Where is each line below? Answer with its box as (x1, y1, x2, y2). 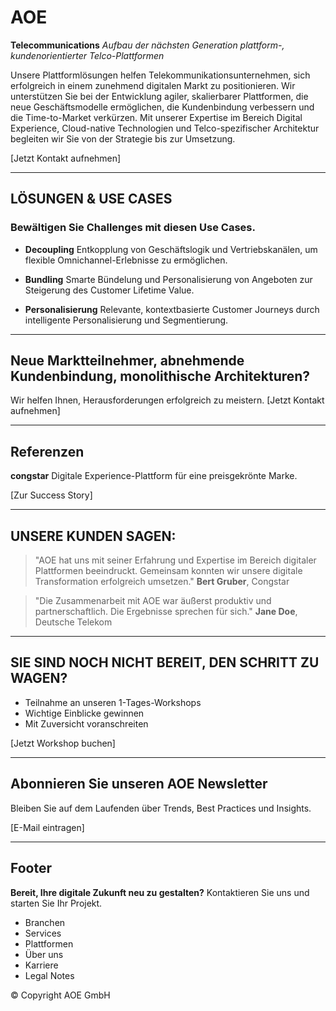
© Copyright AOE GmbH (10, 989, 111, 1001)
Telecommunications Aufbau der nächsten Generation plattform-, (10, 39, 285, 51)
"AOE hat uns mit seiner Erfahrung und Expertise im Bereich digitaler (34, 554, 317, 566)
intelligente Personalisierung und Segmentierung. (24, 314, 229, 326)
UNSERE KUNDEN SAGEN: (10, 527, 177, 545)
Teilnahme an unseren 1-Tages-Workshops (24, 696, 202, 708)
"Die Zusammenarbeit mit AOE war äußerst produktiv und (34, 595, 272, 607)
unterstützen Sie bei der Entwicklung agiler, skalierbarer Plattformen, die (10, 90, 309, 102)
